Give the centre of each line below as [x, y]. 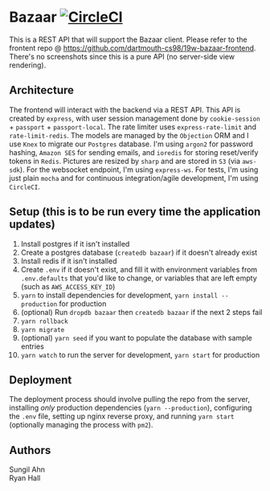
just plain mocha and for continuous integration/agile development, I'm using [134, 178]
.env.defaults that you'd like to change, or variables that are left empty [139, 278]
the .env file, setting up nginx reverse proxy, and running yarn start [122, 416]
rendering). [28, 65]
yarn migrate [43, 329]
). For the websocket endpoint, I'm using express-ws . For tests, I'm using [139, 170]
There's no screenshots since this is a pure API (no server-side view [122, 56]
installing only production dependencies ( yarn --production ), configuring [131, 408]
